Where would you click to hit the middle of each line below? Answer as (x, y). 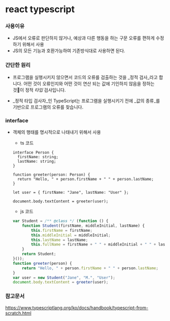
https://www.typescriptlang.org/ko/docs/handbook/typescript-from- (77, 307)
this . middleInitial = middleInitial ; (71, 235)
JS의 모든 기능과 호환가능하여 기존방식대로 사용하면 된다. (69, 51)
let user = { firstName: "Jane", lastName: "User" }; (71, 193)
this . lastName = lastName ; (60, 240)
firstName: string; (38, 157)
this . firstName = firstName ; (62, 230)
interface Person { (33, 153)
